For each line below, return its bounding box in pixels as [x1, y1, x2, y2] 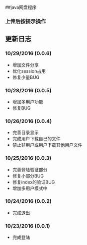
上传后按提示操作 [5, 18, 46, 25]
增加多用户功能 [12, 99, 43, 105]
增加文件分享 [12, 61, 39, 68]
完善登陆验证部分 [12, 167, 48, 173]
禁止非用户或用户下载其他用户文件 [12, 142, 83, 148]
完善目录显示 [12, 129, 39, 135]
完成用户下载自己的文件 [12, 136, 61, 142]
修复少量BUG [12, 74, 40, 80]
